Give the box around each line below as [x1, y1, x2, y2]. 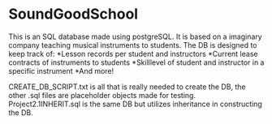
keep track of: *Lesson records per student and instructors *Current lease [8, 49, 258, 58]
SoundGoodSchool [8, 5, 139, 24]
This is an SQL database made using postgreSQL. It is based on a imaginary [8, 32, 262, 41]
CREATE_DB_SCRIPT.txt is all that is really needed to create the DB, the [8, 82, 246, 92]
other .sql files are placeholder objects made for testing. [8, 90, 196, 100]
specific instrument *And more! [8, 66, 114, 75]
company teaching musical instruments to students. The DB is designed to [8, 40, 257, 49]
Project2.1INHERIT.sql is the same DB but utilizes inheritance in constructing [8, 99, 262, 109]
